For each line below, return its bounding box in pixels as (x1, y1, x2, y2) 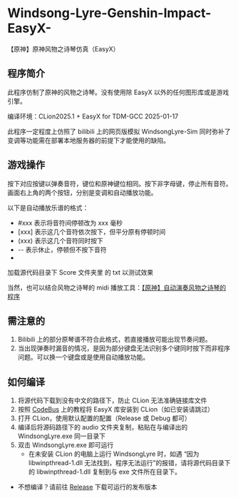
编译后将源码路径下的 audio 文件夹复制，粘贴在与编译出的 (17, 423, 188, 432)
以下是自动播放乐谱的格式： (7, 203, 89, 212)
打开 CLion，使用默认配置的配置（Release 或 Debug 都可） (17, 414, 191, 422)
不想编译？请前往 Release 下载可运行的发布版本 (17, 483, 157, 492)
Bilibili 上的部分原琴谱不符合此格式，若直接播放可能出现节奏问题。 (17, 335, 212, 344)
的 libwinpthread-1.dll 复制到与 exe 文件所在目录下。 (28, 467, 182, 476)
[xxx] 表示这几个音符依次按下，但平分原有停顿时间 (17, 227, 166, 236)
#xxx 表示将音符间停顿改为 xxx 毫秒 (17, 218, 123, 227)
